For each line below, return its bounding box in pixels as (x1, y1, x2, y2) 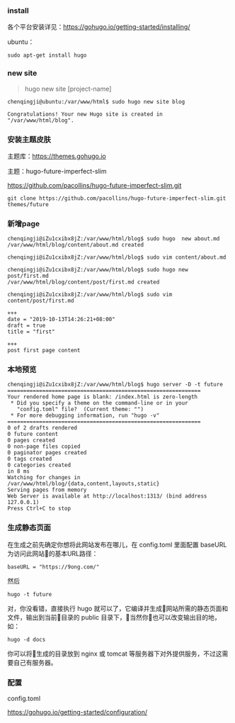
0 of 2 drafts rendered (7, 425, 78, 432)
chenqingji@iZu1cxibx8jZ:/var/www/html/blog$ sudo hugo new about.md (7, 235, 220, 242)
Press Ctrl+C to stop (7, 505, 71, 512)
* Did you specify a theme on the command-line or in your (10, 400, 189, 407)
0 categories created (7, 461, 71, 469)
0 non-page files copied (7, 443, 81, 450)
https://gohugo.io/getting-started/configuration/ (7, 708, 148, 717)
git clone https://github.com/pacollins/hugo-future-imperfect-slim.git (7, 194, 227, 202)
